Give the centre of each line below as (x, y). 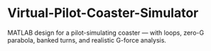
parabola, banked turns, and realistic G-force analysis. (87, 40)
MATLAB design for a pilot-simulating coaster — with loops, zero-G (106, 33)
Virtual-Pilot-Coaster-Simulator (103, 13)
